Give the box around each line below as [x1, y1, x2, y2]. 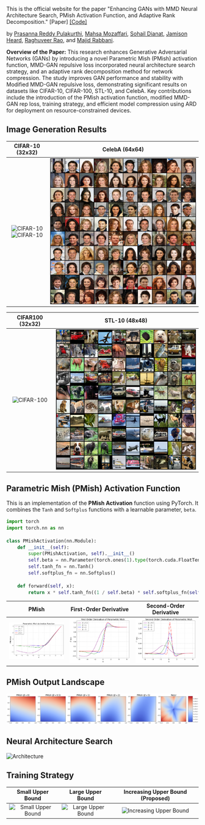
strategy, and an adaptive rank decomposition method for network [6, 68, 173, 75]
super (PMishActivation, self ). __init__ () [28, 551, 135, 557]
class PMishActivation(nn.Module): [6, 538, 97, 544]
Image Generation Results [6, 125, 107, 135]
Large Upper [69, 788, 102, 796]
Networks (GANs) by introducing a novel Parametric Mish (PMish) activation [6, 55, 197, 62]
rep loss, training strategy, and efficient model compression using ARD [19, 100, 197, 108]
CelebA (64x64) [102, 145, 145, 153]
